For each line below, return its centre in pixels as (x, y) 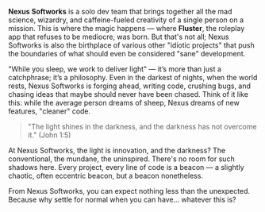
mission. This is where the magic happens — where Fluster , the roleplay (127, 28)
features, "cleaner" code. (50, 111)
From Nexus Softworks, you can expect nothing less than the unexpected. (129, 191)
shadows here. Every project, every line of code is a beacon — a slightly (126, 167)
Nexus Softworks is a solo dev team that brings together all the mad (120, 12)
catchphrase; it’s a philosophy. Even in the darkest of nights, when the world (133, 77)
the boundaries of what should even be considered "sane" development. (127, 54)
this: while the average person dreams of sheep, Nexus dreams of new (124, 103)
